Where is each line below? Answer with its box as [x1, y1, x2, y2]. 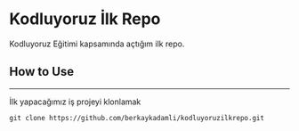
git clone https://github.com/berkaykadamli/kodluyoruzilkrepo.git [9, 113, 265, 122]
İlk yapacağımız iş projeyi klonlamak [9, 96, 141, 107]
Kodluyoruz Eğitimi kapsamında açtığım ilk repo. [9, 38, 185, 49]
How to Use [9, 64, 75, 79]
